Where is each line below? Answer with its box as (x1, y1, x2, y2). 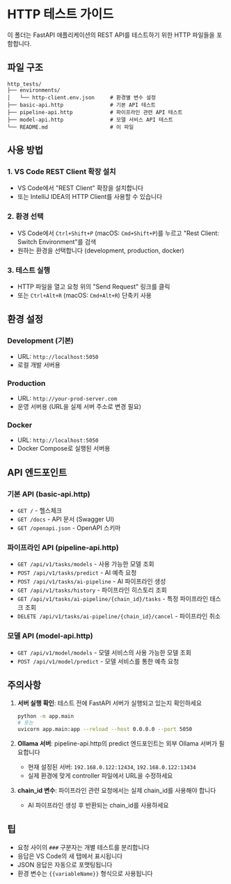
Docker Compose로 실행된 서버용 (17, 444, 111, 453)
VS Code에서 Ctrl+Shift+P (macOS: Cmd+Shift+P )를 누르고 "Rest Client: (17, 229, 219, 237)
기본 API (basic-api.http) (7, 489, 90, 499)
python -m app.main (17, 713, 74, 720)
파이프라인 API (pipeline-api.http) (7, 543, 120, 552)
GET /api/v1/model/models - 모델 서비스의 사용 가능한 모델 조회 (17, 648, 191, 657)
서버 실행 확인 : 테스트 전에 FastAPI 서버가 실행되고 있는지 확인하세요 (17, 699, 202, 707)
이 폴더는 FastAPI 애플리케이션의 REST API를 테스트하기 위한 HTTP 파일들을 (7, 31, 215, 39)
